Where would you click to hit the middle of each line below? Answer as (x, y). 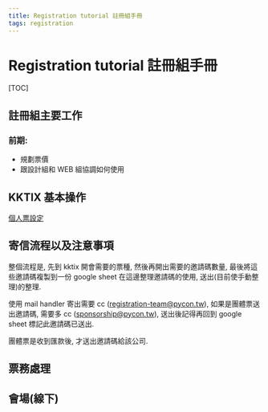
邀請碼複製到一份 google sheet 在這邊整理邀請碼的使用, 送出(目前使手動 (133, 276)
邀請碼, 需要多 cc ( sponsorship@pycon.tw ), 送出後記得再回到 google (128, 313)
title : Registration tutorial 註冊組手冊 (75, 16)
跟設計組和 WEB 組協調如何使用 (72, 169)
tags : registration (41, 23)
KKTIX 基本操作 (47, 197)
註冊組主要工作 (45, 115)
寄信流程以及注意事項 (61, 246)
